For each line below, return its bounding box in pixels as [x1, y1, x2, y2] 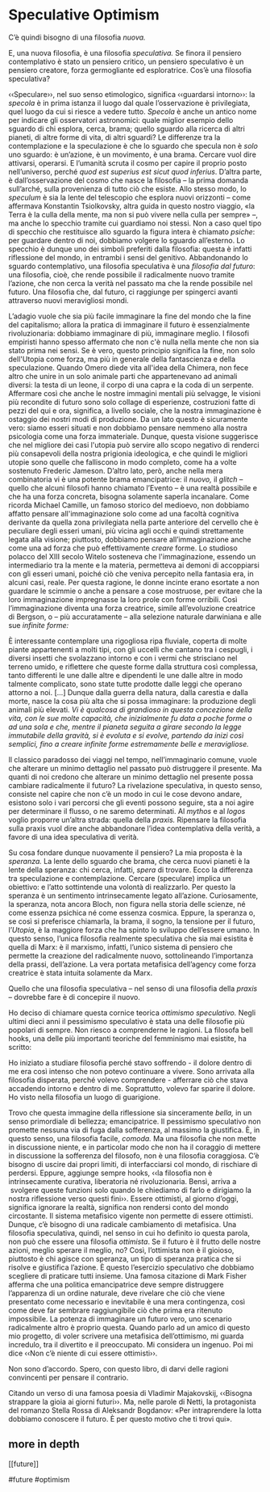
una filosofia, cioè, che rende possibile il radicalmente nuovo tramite [8, 269, 235, 280]
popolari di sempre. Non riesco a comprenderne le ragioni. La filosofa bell [8, 1025, 254, 1035]
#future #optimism [8, 1474, 70, 1484]
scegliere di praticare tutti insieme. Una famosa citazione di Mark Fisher [8, 1271, 247, 1280]
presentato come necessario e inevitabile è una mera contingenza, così [8, 1296, 246, 1306]
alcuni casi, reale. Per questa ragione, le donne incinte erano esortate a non [8, 577, 260, 587]
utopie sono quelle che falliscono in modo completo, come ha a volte [8, 457, 237, 466]
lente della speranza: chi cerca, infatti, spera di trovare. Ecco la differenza [8, 865, 254, 875]
